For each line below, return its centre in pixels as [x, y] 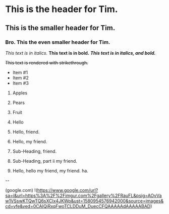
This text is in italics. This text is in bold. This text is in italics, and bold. [80, 53]
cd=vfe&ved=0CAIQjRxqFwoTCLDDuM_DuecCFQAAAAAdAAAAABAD [78, 206]
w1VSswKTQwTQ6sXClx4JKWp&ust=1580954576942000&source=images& [84, 201]
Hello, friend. [26, 132]
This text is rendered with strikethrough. [47, 63]
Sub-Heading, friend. [35, 151]
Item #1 [20, 72]
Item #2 [20, 78]
